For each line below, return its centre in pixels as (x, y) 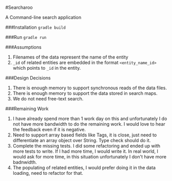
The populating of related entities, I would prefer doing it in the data (84, 168)
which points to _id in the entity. (47, 68)
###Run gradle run (26, 37)
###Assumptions (24, 47)
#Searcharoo (19, 7)
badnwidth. (25, 162)
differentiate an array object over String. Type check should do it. (82, 140)
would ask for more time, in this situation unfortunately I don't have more (90, 157)
